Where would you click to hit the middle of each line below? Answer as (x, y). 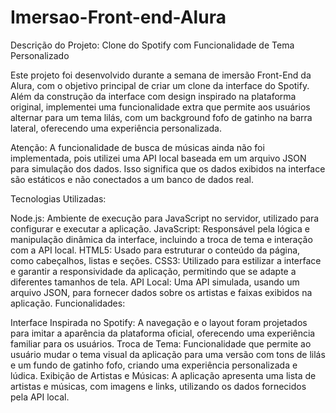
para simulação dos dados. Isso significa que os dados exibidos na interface (168, 168)
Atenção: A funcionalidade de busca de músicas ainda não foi (137, 147)
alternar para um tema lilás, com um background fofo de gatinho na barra (161, 117)
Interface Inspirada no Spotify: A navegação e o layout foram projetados (159, 322)
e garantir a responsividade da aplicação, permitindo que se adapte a (153, 271)
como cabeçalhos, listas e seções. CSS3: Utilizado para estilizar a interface (166, 260)
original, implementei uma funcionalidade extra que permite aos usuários (160, 107)
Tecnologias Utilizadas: (58, 198)
